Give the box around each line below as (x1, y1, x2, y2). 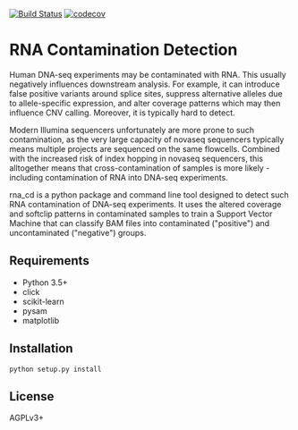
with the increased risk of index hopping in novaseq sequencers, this (9, 153, 264, 164)
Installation (9, 341, 73, 357)
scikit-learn (21, 296, 64, 307)
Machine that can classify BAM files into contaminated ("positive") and (9, 217, 270, 228)
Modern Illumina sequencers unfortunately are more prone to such (9, 124, 255, 135)
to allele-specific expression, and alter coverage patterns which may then (9, 97, 281, 108)
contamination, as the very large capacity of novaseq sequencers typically (9, 134, 285, 145)
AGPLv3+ (9, 412, 45, 424)
